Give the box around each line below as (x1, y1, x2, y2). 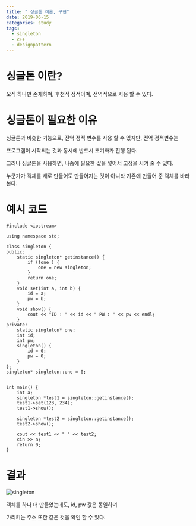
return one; (27, 275, 58, 281)
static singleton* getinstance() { (17, 254, 105, 260)
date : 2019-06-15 (6, 14, 49, 20)
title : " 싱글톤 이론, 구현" (6, 8, 69, 15)
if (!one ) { (27, 259, 60, 265)
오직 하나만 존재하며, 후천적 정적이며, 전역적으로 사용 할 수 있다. (6, 90, 153, 97)
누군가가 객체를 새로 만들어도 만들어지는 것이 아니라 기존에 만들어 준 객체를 (6, 172, 179, 179)
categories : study (6, 20, 52, 26)
